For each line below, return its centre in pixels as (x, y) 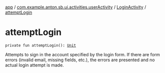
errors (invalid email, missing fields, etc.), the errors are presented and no (80, 60)
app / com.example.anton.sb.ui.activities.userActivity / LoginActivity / (76, 7)
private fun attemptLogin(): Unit (41, 45)
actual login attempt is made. (35, 65)
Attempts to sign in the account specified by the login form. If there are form (83, 54)
